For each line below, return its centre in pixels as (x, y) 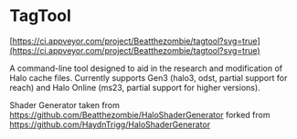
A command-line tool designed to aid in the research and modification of (146, 68)
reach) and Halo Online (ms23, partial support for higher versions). (135, 87)
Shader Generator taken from (65, 104)
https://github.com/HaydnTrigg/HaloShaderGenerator (110, 124)
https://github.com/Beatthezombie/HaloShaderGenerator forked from (140, 114)
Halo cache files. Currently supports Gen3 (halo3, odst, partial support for (148, 77)
